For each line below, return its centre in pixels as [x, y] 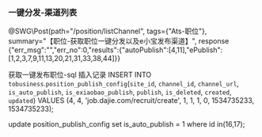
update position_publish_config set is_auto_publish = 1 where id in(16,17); [127, 124]
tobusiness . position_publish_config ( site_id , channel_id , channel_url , [123, 84]
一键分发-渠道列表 [43, 12]
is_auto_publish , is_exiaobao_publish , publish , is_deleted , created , [120, 92]
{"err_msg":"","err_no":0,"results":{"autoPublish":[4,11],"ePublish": [116, 50]
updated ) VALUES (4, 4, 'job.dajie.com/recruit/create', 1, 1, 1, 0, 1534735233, [131, 101]
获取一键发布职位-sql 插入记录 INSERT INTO [80, 75]
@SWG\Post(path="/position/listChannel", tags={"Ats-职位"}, [108, 31]
